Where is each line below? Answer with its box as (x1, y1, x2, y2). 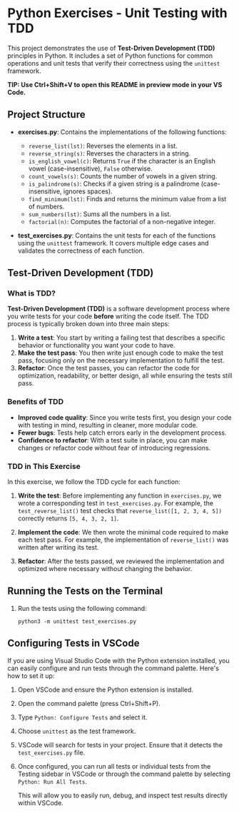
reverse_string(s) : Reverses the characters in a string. (28, 148, 191, 158)
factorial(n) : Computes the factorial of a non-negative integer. (28, 217, 216, 226)
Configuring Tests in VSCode (7, 637, 140, 650)
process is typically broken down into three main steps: (7, 320, 170, 328)
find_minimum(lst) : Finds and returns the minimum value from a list (28, 194, 227, 203)
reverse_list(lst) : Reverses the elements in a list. (28, 141, 178, 150)
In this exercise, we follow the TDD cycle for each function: (7, 478, 180, 486)
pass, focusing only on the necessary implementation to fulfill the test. (17, 356, 225, 365)
